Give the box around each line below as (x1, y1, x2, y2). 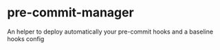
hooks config (7, 34, 45, 42)
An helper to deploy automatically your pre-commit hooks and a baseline (7, 27, 214, 36)
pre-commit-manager (7, 5, 134, 21)
